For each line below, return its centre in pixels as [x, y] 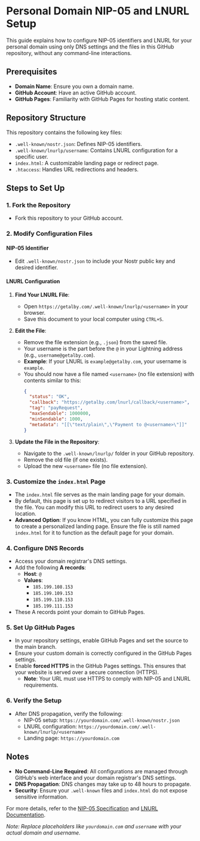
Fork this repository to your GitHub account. [69, 218]
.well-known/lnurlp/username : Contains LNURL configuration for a [96, 150]
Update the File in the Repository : [57, 442]
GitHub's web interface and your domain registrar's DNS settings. [96, 778]
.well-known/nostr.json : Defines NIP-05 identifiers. [78, 144]
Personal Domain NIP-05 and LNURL [98, 11]
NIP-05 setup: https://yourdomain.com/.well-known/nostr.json [102, 720]
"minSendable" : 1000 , [56, 419]
